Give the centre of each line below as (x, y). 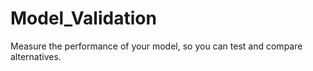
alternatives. (36, 56)
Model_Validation (83, 18)
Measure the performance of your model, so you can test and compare (156, 46)
